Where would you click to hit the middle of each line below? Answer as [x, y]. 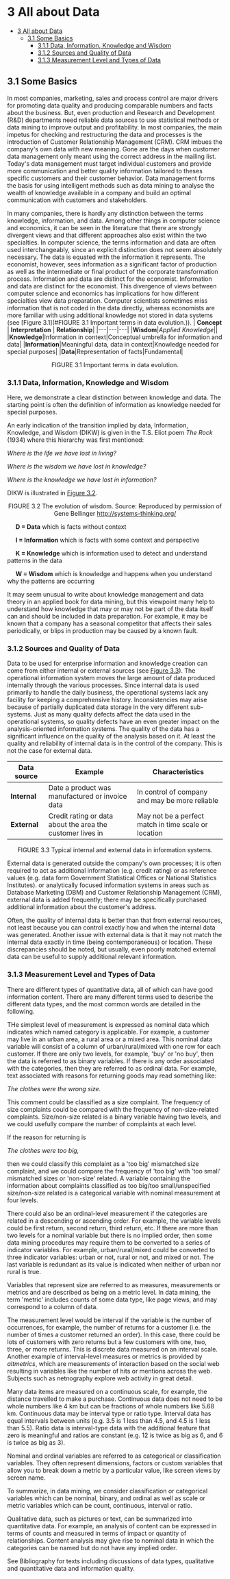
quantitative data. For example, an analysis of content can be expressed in [112, 1526]
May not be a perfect [170, 816]
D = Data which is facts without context [71, 527]
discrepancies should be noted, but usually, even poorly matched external [112, 949]
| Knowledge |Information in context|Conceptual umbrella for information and [115, 337]
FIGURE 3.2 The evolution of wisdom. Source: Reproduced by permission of [115, 506]
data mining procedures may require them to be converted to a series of [109, 1242]
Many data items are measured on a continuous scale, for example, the [107, 1391]
